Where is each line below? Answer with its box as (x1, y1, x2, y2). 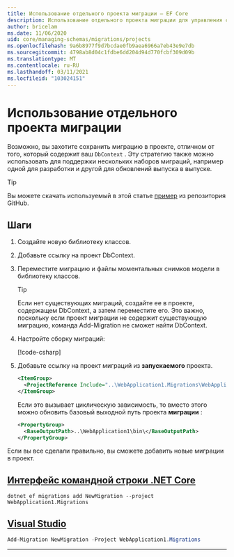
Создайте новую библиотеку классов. (17, 238, 131, 246)
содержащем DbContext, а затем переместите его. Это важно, (17, 307, 205, 315)
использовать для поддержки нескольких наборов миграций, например (7, 157, 224, 166)
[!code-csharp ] (17, 348, 61, 357)
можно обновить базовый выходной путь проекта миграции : (17, 407, 203, 416)
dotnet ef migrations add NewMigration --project (7, 493, 155, 500)
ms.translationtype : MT (7, 56, 77, 63)
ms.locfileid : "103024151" (7, 74, 86, 82)
